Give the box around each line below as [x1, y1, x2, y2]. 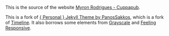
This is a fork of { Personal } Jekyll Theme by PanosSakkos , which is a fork [5, 14, 164, 20]
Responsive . [5, 25, 32, 31]
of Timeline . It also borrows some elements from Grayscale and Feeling [5, 20, 157, 25]
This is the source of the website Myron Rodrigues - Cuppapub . [5, 5, 140, 10]
